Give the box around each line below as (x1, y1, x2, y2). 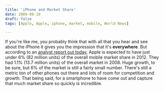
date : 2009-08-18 (5, 12, 41, 17)
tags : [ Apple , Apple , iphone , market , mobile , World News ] (5, 21, 129, 26)
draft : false (5, 16, 32, 21)
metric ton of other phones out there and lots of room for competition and (5, 70, 155, 76)
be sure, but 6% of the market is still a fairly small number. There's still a (5, 65, 152, 71)
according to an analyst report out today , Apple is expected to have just (5, 49, 150, 55)
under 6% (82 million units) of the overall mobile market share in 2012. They (5, 55, 159, 61)
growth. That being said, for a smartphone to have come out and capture (5, 75, 153, 81)
